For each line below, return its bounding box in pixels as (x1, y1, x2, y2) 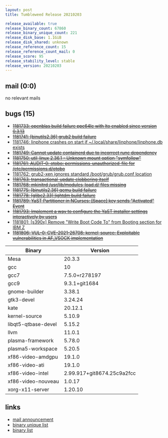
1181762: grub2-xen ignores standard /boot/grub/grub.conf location (12, 171, 152, 177)
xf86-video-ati (8, 361, 45, 368)
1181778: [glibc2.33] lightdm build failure (12, 192, 96, 198)
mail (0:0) (5, 81, 37, 90)
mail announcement (12, 416, 54, 422)
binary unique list (12, 421, 49, 427)
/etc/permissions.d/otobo (12, 165, 65, 171)
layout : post (5, 7, 33, 13)
